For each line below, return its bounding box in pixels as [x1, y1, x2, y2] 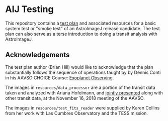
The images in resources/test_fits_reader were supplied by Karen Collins [5, 104, 160, 111]
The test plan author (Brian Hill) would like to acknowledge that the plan [5, 64, 153, 70]
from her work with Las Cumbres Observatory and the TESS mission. [5, 110, 148, 116]
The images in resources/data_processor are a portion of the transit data [5, 84, 155, 90]
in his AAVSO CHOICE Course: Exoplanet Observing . [5, 74, 114, 81]
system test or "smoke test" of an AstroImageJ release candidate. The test [5, 25, 160, 31]
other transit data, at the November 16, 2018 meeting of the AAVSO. [5, 95, 145, 101]
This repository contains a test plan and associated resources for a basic [5, 20, 156, 26]
